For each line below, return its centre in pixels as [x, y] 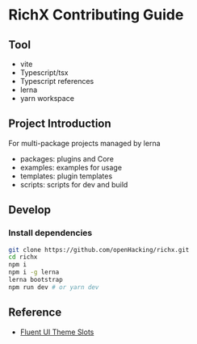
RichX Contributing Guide [96, 15]
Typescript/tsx [44, 73]
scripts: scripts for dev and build [74, 184]
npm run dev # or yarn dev [54, 287]
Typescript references [57, 81]
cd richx [23, 257]
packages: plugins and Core [67, 158]
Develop [29, 210]
